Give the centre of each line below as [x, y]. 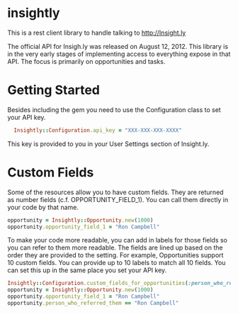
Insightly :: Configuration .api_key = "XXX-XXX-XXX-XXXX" [98, 130]
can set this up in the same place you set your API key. [87, 270]
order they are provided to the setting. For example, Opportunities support [115, 255]
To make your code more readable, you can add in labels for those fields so [118, 240]
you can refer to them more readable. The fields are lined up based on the [115, 248]
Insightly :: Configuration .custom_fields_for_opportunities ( [98, 284]
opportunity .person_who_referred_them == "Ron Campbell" [93, 303]
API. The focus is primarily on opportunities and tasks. [86, 61]
